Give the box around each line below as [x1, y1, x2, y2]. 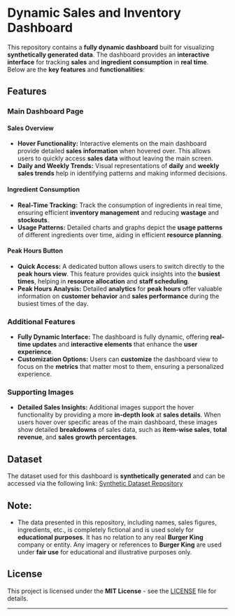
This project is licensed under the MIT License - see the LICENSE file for [7, 587, 217, 595]
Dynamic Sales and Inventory [7, 5, 182, 21]
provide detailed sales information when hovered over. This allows [17, 147, 211, 155]
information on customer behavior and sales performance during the [17, 292, 220, 300]
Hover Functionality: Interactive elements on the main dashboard [17, 139, 207, 148]
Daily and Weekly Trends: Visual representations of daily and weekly [17, 162, 220, 170]
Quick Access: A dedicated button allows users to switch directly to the [17, 262, 225, 270]
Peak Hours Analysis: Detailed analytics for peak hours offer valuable [17, 284, 222, 293]
